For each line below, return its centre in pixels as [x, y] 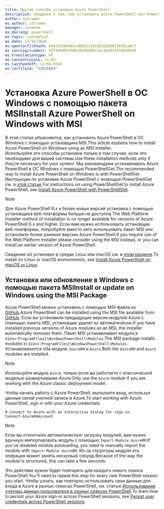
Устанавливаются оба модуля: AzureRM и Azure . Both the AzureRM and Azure [81, 349]
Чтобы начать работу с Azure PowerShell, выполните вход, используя [78, 393]
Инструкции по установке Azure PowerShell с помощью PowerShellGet [79, 179]
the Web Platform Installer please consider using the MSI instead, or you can [82, 240]
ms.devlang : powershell [29, 32]
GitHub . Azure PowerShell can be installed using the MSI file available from [80, 312]
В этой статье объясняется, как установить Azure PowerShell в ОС [74, 137]
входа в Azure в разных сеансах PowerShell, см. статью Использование [80, 486]
